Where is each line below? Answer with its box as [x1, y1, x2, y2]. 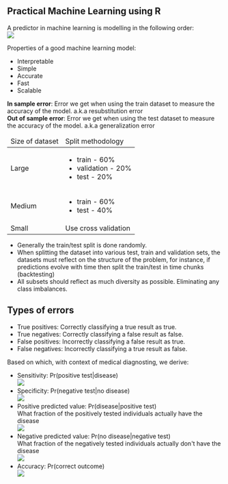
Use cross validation [65, 223, 131, 232]
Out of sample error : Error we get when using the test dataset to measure [7, 114, 215, 122]
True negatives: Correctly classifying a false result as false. [16, 330, 184, 338]
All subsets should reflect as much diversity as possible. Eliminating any [16, 277, 220, 285]
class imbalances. [16, 285, 68, 293]
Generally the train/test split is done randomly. [16, 241, 147, 249]
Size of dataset [10, 136, 59, 146]
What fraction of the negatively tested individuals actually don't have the [16, 439, 221, 448]
